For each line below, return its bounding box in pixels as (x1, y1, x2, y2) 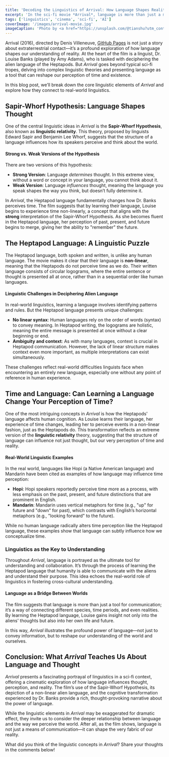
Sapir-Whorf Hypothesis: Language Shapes (5, 102, 145, 110)
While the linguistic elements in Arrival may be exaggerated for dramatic (5, 710, 155, 716)
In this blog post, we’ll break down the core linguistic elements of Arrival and (5, 82, 164, 88)
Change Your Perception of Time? (5, 397, 113, 406)
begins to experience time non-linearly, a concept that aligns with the (5, 208, 149, 214)
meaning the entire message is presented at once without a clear (12, 328, 147, 334)
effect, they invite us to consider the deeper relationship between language (5, 716, 161, 722)
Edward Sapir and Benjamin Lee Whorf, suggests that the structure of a (5, 134, 153, 140)
